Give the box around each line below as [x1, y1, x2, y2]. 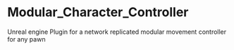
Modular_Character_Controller [7, 4, 189, 20]
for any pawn [7, 35, 46, 43]
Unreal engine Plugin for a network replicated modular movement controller [7, 27, 227, 36]
